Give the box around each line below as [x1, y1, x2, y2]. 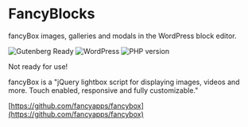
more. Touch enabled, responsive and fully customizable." [8, 85, 199, 95]
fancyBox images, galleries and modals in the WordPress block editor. [8, 31, 237, 40]
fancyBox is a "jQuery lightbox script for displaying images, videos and [8, 77, 240, 87]
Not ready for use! [8, 61, 68, 71]
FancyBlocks [8, 5, 95, 23]
